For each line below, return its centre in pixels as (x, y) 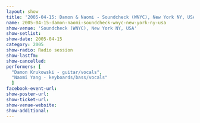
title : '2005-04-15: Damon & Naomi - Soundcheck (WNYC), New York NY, (96, 17)
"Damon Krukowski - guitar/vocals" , (57, 72)
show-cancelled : (26, 61)
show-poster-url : (28, 94)
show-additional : (28, 111)
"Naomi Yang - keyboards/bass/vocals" (60, 77)
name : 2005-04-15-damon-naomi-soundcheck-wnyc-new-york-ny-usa (86, 22)
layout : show (22, 12)
